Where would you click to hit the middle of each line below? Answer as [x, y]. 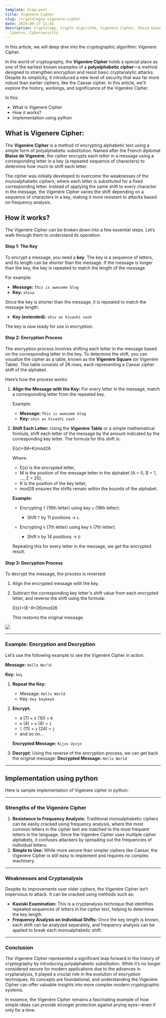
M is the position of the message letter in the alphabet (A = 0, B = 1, [88, 473]
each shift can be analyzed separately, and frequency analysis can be [83, 925]
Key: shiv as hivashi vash [47, 419]
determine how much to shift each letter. [46, 166]
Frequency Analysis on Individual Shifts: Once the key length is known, [86, 919]
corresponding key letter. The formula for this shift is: [66, 439]
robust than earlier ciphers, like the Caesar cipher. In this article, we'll [76, 83]
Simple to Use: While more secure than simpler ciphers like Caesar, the [85, 850]
